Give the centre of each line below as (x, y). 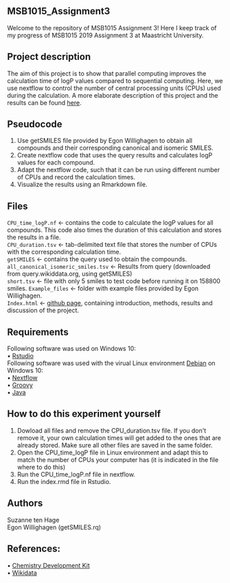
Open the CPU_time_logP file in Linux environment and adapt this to (113, 452)
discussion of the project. (43, 310)
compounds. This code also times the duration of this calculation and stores (114, 230)
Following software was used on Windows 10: (71, 349)
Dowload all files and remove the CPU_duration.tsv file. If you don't (112, 430)
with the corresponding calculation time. (64, 252)
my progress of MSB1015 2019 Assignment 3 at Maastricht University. (105, 35)
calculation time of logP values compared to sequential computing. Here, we (115, 80)
